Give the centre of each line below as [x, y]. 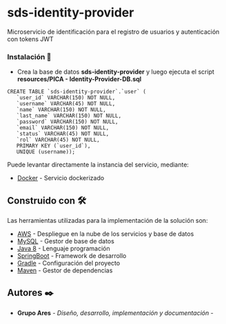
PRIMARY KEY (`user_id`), [53, 146]
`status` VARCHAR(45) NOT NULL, [63, 134]
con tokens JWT [30, 39]
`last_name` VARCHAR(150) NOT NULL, [69, 116]
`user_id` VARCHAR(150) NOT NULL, [66, 98]
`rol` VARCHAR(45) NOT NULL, [58, 140]
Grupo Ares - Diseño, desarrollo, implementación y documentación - [115, 313]
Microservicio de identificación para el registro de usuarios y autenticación [113, 32]
